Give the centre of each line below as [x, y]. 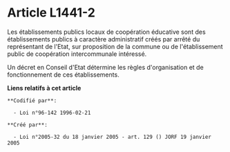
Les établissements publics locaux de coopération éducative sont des [106, 32]
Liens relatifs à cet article [44, 88]
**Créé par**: [28, 125]
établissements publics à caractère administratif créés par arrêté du [104, 39]
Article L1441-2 [51, 13]
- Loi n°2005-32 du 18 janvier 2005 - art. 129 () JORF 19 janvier [113, 137]
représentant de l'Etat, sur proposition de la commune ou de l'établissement [115, 46]
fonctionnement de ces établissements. [63, 75]
